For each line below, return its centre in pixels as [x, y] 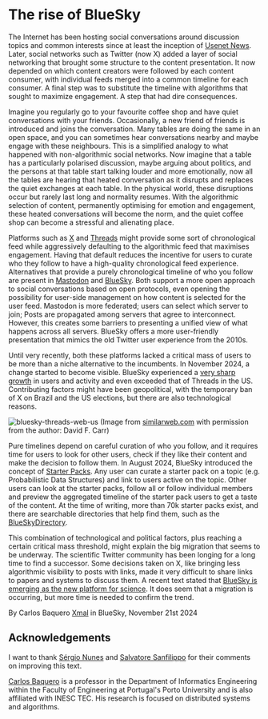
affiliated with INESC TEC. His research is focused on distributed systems [129, 698]
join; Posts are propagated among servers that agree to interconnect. [122, 314]
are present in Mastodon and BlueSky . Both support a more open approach [132, 280]
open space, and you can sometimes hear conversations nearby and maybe [134, 137]
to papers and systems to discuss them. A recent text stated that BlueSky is [133, 580]
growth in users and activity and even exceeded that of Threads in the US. [131, 381]
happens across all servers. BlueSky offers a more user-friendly [113, 331]
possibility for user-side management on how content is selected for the [127, 297]
